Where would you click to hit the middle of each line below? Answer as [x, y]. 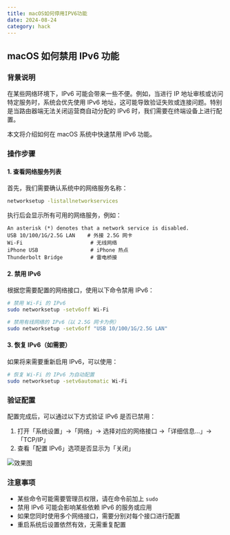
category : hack [29, 26]
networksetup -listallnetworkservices [63, 201]
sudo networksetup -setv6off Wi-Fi [58, 310]
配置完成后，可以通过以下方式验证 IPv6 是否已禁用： [82, 416]
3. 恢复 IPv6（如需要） [39, 345]
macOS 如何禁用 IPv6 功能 [63, 56]
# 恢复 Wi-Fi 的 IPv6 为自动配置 [51, 374]
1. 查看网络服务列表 [34, 171]
